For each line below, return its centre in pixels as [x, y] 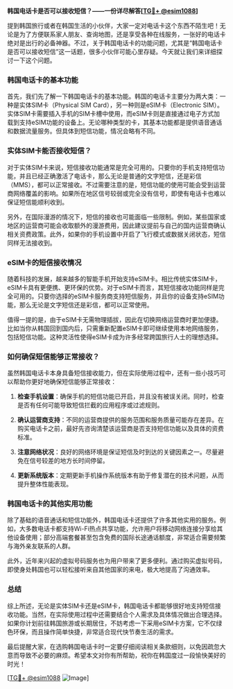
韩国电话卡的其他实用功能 [50, 504]
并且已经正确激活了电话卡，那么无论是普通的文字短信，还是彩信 [110, 176]
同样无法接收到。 [32, 243]
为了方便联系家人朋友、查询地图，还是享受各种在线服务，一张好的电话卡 [122, 34]
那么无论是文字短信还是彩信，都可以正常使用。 [86, 305]
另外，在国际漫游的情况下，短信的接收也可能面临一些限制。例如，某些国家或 [116, 216]
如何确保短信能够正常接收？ [53, 357]
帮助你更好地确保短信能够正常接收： [64, 382]
